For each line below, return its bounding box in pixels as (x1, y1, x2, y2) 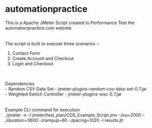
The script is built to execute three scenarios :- (5, 40, 100, 46)
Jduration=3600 (5, 117, 38, 123)
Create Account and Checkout (12, 55, 74, 61)
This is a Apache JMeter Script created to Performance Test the (5, 20, 135, 26)
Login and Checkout (12, 61, 54, 66)
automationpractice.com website (5, 25, 72, 31)
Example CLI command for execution (5, 107, 80, 113)
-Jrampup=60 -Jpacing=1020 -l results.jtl (39, 117, 123, 123)
